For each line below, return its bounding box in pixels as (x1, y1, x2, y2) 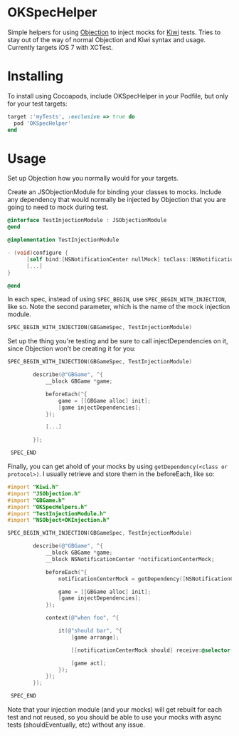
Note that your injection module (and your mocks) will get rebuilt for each (7, 705, 223, 714)
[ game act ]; (70, 660, 107, 667)
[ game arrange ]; (70, 633, 119, 641)
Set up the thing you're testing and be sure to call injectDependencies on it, (7, 337, 228, 346)
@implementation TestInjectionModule (7, 236, 119, 243)
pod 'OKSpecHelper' (14, 119, 72, 127)
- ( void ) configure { (7, 249, 69, 257)
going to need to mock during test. (7, 203, 109, 211)
